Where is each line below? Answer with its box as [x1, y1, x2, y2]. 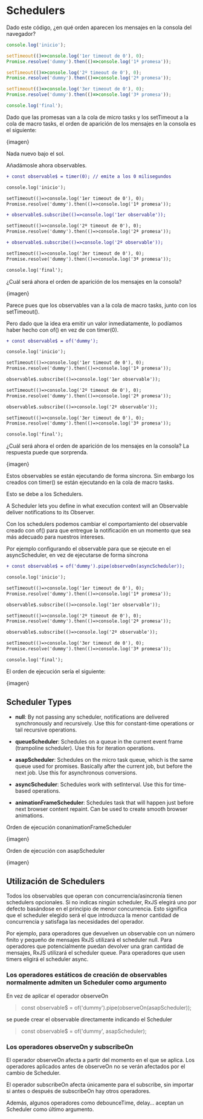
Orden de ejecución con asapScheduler [6, 847, 105, 854]
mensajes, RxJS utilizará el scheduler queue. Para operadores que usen [6, 949, 185, 956]
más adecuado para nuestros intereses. [6, 533, 105, 540]
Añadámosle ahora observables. [6, 161, 87, 169]
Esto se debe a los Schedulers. [6, 491, 83, 498]
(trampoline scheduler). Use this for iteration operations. [14, 744, 155, 751]
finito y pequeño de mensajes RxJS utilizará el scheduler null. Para [6, 936, 172, 944]
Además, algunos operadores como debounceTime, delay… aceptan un [6, 1099, 184, 1107]
